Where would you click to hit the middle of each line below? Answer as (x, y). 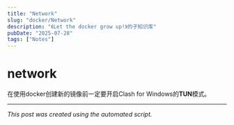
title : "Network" (32, 14)
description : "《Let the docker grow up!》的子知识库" (82, 26)
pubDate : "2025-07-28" (40, 33)
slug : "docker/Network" (42, 20)
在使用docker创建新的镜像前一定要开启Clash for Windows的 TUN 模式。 (109, 94)
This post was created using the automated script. (80, 115)
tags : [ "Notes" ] (31, 40)
